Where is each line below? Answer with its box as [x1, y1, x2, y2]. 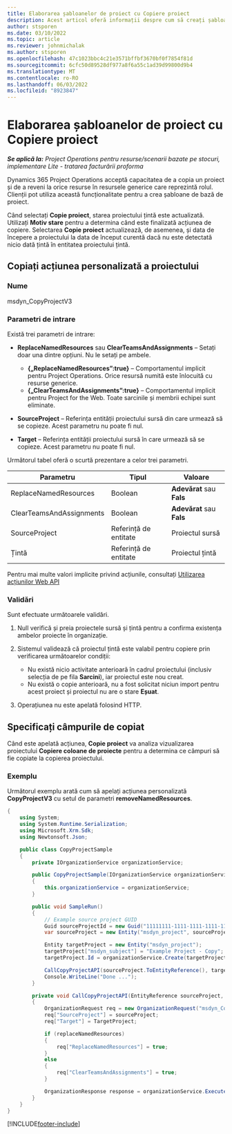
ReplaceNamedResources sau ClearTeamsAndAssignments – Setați [17, 343, 216, 352]
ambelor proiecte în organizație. [17, 631, 108, 640]
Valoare [183, 472, 210, 482]
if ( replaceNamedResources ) [43, 1030, 126, 1037]
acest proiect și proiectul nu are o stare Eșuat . [27, 687, 159, 696]
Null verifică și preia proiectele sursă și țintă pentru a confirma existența [17, 624, 222, 632]
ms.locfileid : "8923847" [7, 87, 79, 94]
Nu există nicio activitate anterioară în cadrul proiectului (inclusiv [27, 665, 212, 674]
